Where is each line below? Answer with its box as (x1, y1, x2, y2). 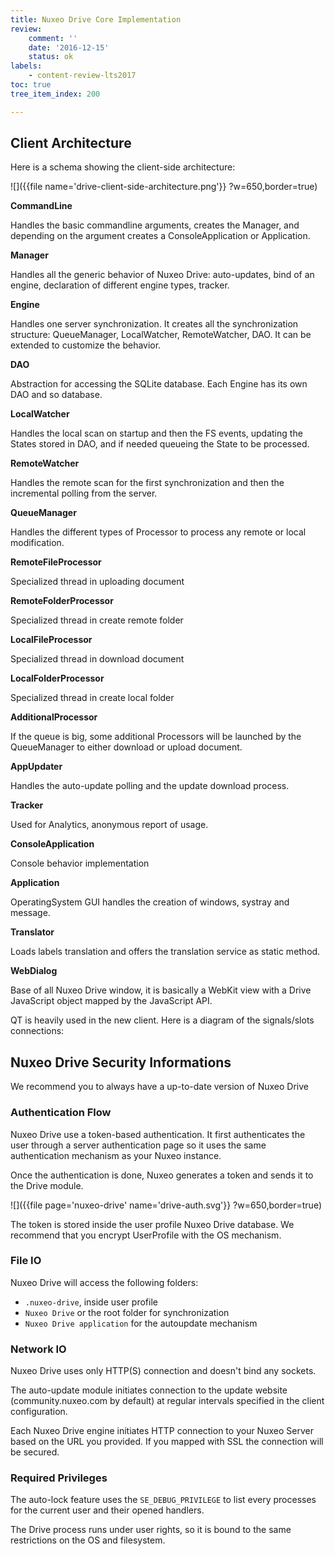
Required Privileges (10, 1471, 108, 1485)
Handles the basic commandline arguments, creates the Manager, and (10, 219, 300, 231)
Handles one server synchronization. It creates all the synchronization (10, 318, 299, 330)
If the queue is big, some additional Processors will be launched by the (10, 731, 302, 743)
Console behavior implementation (10, 857, 150, 870)
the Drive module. (10, 1179, 84, 1191)
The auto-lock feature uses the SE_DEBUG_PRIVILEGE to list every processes (10, 1494, 317, 1506)
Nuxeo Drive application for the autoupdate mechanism (24, 1317, 258, 1329)
